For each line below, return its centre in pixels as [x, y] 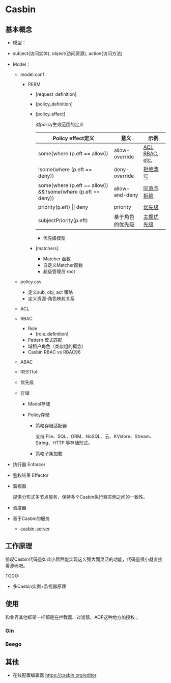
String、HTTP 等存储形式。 [64, 443]
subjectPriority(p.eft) [63, 220]
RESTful [28, 372]
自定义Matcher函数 [63, 265]
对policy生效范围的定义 [60, 124]
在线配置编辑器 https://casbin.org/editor [54, 675]
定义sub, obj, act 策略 [50, 292]
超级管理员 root [59, 271]
